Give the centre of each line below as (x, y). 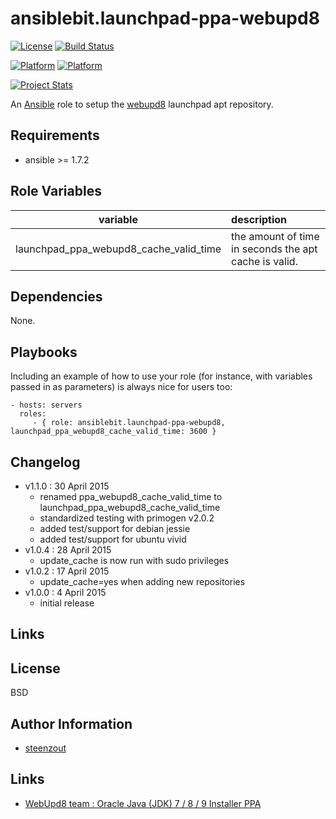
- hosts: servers (46, 405)
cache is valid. (264, 261)
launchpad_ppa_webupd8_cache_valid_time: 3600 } (113, 432)
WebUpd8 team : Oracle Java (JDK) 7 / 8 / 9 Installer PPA (143, 803)
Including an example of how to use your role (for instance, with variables (161, 376)
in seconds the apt (274, 249)
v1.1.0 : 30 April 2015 (67, 486)
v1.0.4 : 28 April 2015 (68, 550)
